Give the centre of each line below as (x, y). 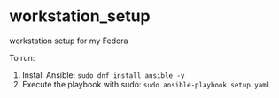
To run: (22, 57)
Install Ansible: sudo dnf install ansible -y (103, 75)
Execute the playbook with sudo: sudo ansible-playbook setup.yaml (146, 84)
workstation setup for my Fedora (69, 41)
